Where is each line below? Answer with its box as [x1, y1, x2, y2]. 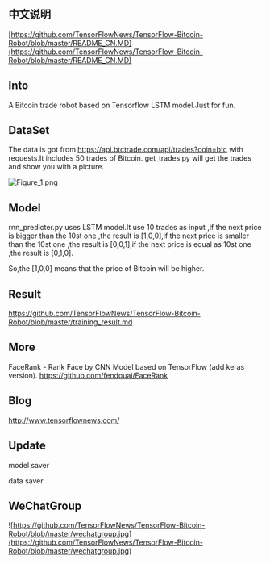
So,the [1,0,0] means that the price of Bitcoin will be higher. [8, 264, 205, 274]
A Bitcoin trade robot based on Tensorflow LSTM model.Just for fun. [8, 100, 236, 110]
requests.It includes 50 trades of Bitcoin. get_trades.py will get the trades [8, 153, 252, 163]
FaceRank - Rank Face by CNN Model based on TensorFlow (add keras [8, 361, 245, 371]
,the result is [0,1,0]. [8, 249, 74, 258]
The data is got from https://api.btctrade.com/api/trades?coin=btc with [8, 144, 243, 155]
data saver [8, 475, 44, 486]
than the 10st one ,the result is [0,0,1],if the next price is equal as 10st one [8, 240, 252, 249]
